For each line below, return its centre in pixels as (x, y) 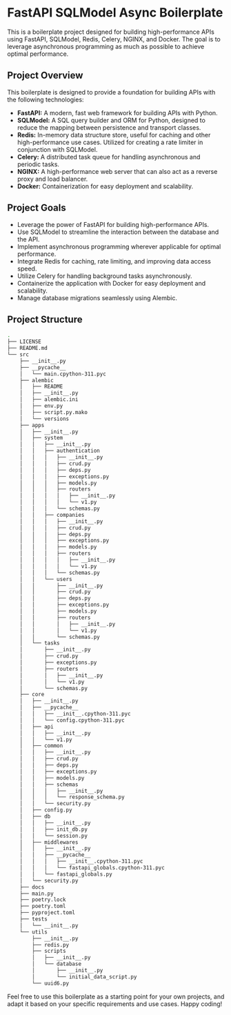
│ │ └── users (46, 579)
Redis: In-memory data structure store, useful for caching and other (114, 135)
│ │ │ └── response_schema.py (72, 797)
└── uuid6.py (51, 983)
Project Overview (45, 76)
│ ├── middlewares (49, 842)
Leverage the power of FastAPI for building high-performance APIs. (113, 224)
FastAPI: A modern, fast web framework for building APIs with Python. (118, 112)
